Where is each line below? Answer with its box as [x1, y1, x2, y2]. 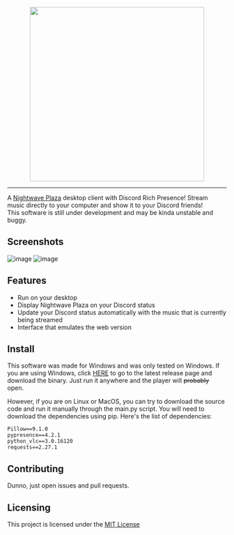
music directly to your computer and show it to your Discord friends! [7, 201, 203, 209]
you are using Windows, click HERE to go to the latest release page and [7, 369, 212, 377]
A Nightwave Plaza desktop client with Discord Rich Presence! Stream [7, 194, 208, 202]
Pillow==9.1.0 [7, 425, 49, 432]
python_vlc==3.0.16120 [7, 438, 73, 445]
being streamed [17, 315, 63, 324]
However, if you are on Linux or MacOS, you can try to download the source [7, 398, 225, 406]
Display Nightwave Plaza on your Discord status [17, 301, 155, 309]
